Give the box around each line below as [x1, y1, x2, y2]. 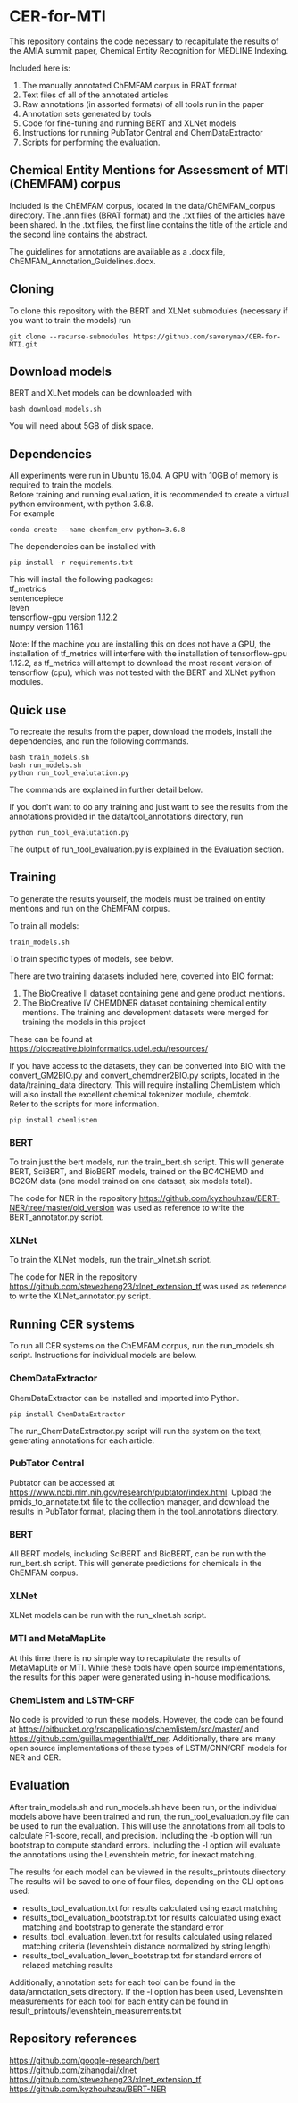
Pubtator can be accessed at [9, 1477, 116, 1488]
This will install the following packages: [9, 574, 153, 585]
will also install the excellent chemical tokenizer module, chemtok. [9, 1089, 252, 1099]
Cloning [9, 281, 54, 296]
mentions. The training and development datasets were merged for [21, 1006, 269, 1017]
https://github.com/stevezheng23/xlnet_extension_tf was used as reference [9, 1281, 287, 1292]
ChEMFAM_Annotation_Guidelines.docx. [9, 255, 156, 266]
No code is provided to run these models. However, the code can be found [9, 1715, 284, 1724]
